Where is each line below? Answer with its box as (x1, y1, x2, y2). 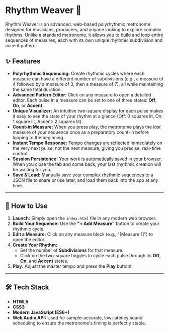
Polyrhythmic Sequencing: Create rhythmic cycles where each (12, 70, 145, 76)
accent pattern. (5, 42, 37, 48)
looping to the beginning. (12, 134, 65, 140)
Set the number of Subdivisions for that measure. (20, 247, 124, 253)
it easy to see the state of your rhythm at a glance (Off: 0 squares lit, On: (12, 113, 163, 119)
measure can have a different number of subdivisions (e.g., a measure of (12, 75, 164, 82)
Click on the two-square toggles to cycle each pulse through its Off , (20, 252, 161, 258)
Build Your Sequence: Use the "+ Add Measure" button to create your (12, 220, 160, 227)
